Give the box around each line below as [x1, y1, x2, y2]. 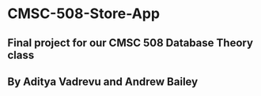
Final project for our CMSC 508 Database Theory [7, 36, 254, 50]
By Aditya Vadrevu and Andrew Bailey [7, 75, 199, 88]
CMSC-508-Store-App [7, 5, 160, 23]
